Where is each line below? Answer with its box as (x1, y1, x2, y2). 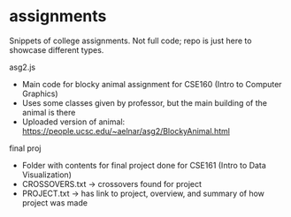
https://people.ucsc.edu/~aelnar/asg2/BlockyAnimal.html (21, 125, 230, 136)
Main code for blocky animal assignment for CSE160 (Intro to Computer (21, 79, 282, 89)
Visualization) (21, 169, 73, 180)
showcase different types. (9, 44, 104, 55)
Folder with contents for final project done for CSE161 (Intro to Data (21, 160, 267, 170)
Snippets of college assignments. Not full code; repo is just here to (9, 35, 252, 46)
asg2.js (9, 62, 36, 72)
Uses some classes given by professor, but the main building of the (21, 97, 268, 108)
